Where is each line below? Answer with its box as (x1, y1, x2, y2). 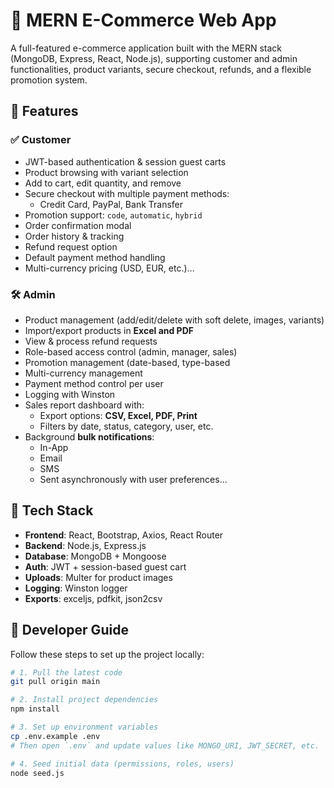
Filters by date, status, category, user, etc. (39, 420, 214, 432)
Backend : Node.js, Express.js (24, 539, 147, 551)
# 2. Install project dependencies (10, 695, 159, 705)
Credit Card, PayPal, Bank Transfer (39, 198, 184, 210)
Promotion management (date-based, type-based (24, 356, 231, 368)
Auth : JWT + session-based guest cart (24, 560, 187, 573)
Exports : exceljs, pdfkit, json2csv (24, 592, 163, 604)
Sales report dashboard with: (24, 399, 145, 411)
